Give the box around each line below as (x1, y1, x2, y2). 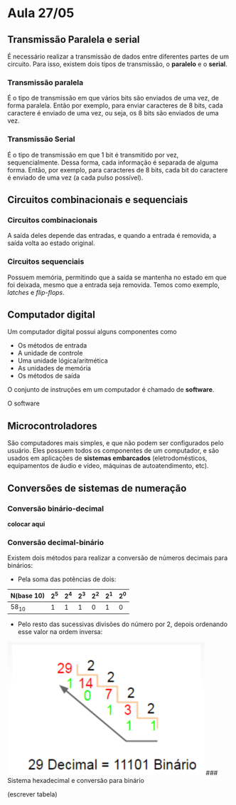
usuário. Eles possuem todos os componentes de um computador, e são (7, 447, 220, 455)
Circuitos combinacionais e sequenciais (7, 194, 188, 206)
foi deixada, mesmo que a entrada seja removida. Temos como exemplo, (7, 280, 220, 289)
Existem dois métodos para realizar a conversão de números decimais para (7, 554, 228, 562)
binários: (7, 561, 33, 570)
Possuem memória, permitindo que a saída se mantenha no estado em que (7, 273, 227, 281)
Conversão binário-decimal (7, 504, 104, 514)
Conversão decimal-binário (7, 537, 104, 547)
